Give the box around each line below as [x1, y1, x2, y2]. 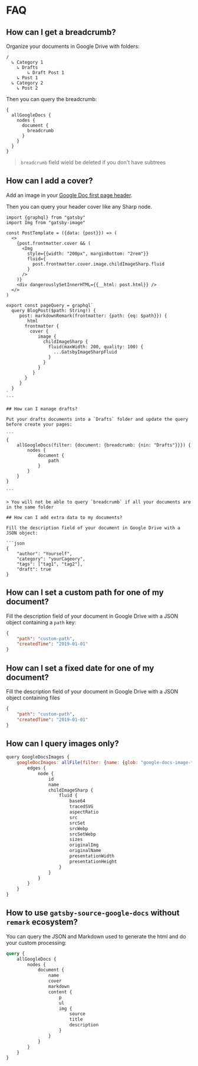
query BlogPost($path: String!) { [11, 307, 96, 313]
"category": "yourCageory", [16, 556, 85, 562]
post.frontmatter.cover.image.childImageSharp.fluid [32, 261, 165, 267]
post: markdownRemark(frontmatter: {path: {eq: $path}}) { [19, 313, 167, 319]
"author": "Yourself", [16, 550, 72, 556]
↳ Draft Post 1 [27, 70, 65, 76]
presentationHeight [69, 858, 117, 864]
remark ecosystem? [6, 917, 78, 927]
